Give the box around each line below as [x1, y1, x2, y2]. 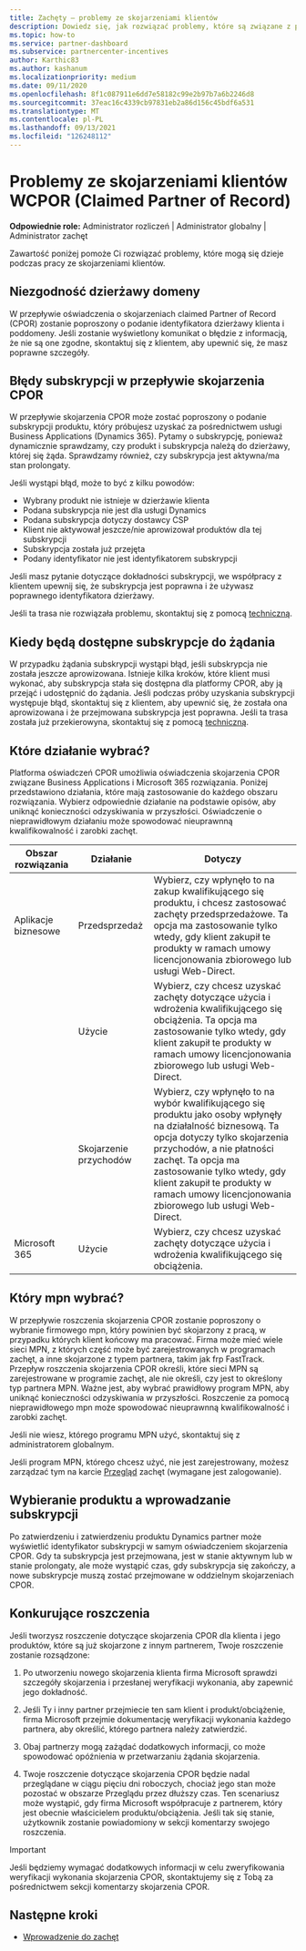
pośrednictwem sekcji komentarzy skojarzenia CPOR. [9, 1881, 210, 1892]
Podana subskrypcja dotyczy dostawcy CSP [22, 515, 189, 526]
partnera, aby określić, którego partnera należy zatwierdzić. [22, 1723, 248, 1734]
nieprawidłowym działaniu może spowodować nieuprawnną [9, 816, 234, 827]
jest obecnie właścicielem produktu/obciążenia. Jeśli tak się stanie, [22, 1807, 275, 1818]
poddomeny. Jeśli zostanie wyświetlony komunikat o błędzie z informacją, [9, 327, 288, 338]
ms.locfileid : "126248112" [9, 132, 112, 141]
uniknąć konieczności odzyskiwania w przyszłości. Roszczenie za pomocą [9, 1392, 290, 1403]
